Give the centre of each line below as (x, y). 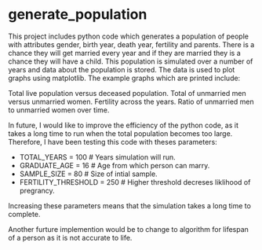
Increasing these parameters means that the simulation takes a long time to (129, 205)
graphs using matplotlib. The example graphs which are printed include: (124, 78)
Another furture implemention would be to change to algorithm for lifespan (129, 229)
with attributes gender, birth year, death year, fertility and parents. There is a (131, 44)
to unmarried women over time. (59, 110)
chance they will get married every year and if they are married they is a (124, 53)
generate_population (78, 15)
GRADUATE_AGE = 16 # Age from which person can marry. (115, 165)
